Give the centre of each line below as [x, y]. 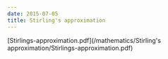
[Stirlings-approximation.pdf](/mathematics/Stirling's [84, 40]
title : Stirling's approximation [56, 20]
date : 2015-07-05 [33, 14]
